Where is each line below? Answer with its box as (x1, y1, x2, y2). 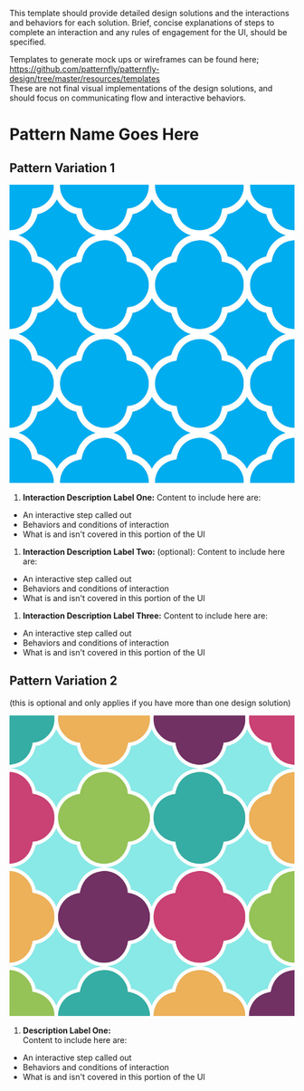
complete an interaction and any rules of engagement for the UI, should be (9, 27, 288, 37)
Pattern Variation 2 (9, 674, 118, 689)
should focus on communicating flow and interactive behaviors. (9, 92, 247, 103)
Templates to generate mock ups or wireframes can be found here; (9, 54, 260, 64)
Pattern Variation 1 (9, 160, 116, 176)
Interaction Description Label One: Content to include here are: (22, 492, 261, 502)
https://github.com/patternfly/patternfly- (9, 63, 160, 74)
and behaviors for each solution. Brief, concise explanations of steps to (9, 17, 275, 28)
